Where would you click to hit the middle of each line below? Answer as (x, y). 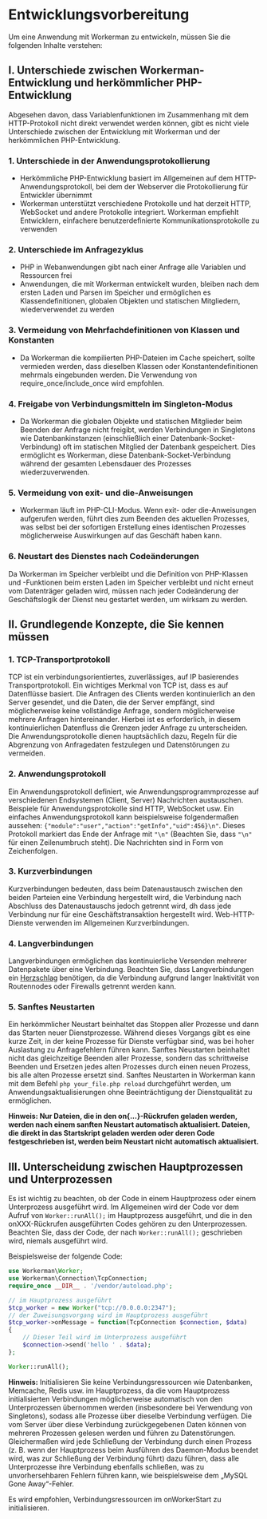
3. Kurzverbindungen (51, 871)
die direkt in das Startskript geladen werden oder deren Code (112, 1133)
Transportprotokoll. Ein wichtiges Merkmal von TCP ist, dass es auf (118, 685)
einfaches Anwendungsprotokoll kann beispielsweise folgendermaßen (124, 817)
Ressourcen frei (46, 276)
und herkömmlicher (124, 83)
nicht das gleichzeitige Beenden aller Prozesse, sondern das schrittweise (128, 1058)
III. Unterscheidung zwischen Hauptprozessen (126, 1166)
